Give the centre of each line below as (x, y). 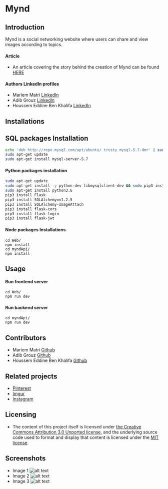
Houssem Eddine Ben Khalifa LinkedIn (51, 106)
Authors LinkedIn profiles (32, 84)
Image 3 (21, 481)
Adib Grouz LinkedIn (33, 100)
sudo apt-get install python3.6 (39, 191)
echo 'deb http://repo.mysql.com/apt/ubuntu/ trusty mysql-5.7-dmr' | (80, 150)
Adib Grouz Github (31, 355)
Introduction (25, 27)
